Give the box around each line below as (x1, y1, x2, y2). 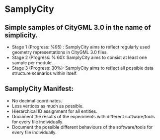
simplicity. (4, 31, 38, 39)
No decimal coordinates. (11, 97, 63, 103)
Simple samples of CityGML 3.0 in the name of (4, 23, 151, 32)
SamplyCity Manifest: (4, 85, 74, 93)
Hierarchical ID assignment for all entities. (11, 108, 97, 114)
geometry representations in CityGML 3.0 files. (11, 49, 108, 55)
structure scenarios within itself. (11, 70, 78, 76)
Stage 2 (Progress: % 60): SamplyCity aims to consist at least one (11, 54, 147, 60)
